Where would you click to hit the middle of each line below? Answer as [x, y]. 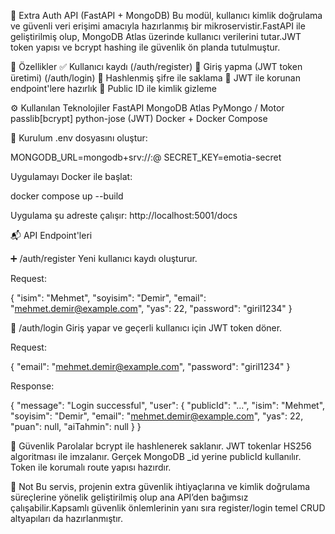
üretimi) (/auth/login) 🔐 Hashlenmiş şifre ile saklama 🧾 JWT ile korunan [155, 78]
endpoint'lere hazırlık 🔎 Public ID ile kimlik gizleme [113, 88]
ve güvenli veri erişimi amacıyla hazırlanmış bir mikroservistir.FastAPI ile [158, 26]
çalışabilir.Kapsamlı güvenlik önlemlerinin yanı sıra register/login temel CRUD [168, 508]
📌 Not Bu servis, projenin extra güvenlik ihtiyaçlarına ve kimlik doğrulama [160, 486]
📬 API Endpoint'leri [51, 235]
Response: [32, 386]
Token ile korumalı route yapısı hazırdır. [91, 467]
